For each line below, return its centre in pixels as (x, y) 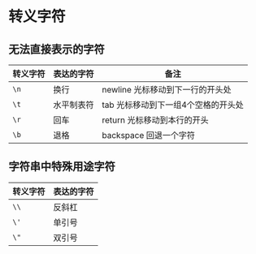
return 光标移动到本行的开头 (155, 120)
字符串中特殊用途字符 (62, 167)
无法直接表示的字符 (56, 49)
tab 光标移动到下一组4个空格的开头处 (173, 105)
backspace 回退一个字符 (149, 135)
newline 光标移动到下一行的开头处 (167, 90)
